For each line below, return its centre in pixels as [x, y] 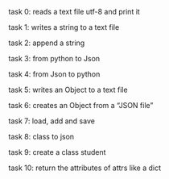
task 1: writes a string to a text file [64, 27]
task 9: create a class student [57, 152]
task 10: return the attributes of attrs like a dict [85, 168]
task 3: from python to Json [54, 58]
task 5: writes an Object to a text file [68, 89]
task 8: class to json [41, 137]
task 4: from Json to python [54, 74]
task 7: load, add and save [52, 121]
